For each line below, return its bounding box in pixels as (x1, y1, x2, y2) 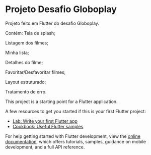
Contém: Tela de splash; (5, 30, 55, 36)
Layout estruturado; (5, 79, 46, 85)
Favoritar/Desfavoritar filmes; (5, 69, 66, 75)
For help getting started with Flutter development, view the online (5, 133, 141, 139)
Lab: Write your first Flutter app (12, 118, 78, 124)
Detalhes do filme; (5, 59, 43, 65)
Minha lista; (5, 49, 29, 56)
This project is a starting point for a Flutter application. (5, 98, 118, 105)
